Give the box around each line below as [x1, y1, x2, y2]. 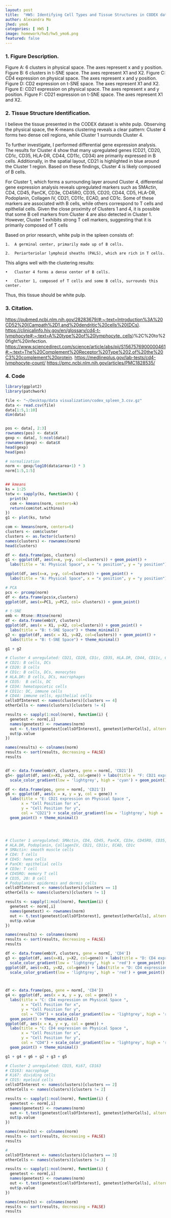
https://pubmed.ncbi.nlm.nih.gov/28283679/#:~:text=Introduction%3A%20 [5, 316, 163, 322]
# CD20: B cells [5, 665, 40, 670]
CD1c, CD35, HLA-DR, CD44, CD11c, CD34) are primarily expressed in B [5, 153, 156, 159]
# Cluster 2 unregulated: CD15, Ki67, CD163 [5, 1063, 101, 1069]
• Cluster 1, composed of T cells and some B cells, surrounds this [5, 278, 158, 284]
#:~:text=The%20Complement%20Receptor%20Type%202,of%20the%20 [5, 349, 164, 355]
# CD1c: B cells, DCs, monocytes [5, 670, 76, 675]
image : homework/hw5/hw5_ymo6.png [5, 31, 79, 36]
